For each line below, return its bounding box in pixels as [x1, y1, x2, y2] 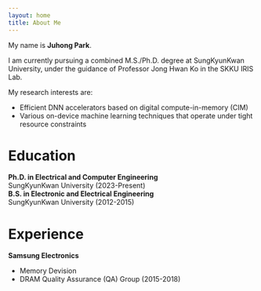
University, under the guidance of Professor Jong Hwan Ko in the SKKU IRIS [8, 64, 254, 73]
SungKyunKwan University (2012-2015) [8, 198, 135, 207]
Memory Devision [19, 266, 77, 275]
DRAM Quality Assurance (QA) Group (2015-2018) [19, 275, 181, 284]
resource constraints [19, 119, 87, 129]
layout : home [8, 11, 51, 20]
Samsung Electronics [8, 251, 80, 260]
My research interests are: [8, 87, 93, 96]
